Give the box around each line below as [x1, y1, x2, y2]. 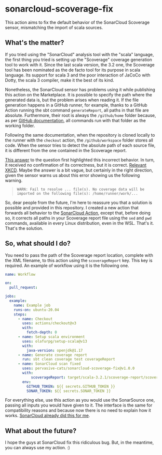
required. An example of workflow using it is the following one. [5, 263, 129, 268]
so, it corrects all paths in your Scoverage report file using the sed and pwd [5, 215, 152, 221]
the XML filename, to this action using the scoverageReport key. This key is [5, 257, 153, 263]
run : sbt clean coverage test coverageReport [22, 357, 116, 362]
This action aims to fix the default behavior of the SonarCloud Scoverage [5, 19, 150, 25]
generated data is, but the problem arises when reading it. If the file [5, 97, 139, 103]
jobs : [5, 294, 16, 299]
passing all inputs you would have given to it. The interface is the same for [5, 402, 153, 408]
